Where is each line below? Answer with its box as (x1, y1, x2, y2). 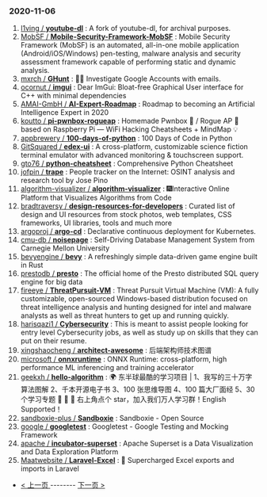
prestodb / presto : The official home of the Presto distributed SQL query (20, 269, 259, 278)
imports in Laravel (20, 464, 80, 473)
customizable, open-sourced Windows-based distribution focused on (20, 294, 248, 304)
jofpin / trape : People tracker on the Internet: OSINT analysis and (20, 167, 235, 177)
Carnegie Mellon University (20, 243, 110, 253)
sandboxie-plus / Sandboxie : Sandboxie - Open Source (20, 414, 204, 423)
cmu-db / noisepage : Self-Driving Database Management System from (20, 235, 255, 245)
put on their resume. (20, 336, 87, 346)
